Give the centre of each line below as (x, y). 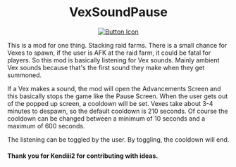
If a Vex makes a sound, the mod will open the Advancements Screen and (114, 88)
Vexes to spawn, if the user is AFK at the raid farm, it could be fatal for (109, 53)
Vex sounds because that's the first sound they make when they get (106, 67)
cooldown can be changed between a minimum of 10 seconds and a (106, 118)
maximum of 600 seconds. (46, 126)
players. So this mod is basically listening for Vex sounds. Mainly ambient (113, 60)
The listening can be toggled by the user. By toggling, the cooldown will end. (118, 139)
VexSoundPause (118, 12)
